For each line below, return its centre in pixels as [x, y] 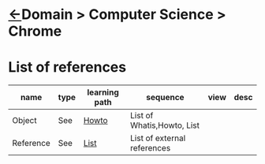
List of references [67, 67]
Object [24, 121]
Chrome [35, 31]
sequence [165, 98]
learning [103, 92]
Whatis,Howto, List [164, 125]
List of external [158, 138]
